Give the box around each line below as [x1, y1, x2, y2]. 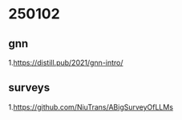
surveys [8, 81, 51, 94]
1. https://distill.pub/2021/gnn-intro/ [8, 58, 123, 67]
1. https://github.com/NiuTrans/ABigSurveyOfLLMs [8, 102, 174, 112]
